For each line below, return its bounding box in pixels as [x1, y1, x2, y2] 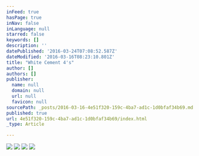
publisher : [6, 76, 34, 82]
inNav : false [6, 20, 39, 26]
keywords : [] [6, 37, 39, 43]
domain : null [11, 88, 45, 94]
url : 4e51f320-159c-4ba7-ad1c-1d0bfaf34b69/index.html [6, 115, 148, 122]
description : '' [6, 43, 47, 49]
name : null [11, 82, 39, 88]
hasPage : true [6, 15, 42, 21]
